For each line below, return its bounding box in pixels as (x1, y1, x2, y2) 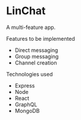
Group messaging (14, 53, 59, 60)
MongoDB (14, 107, 40, 114)
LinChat (6, 4, 46, 18)
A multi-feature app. (6, 24, 56, 31)
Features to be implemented (6, 35, 76, 42)
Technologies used (6, 70, 53, 77)
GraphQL (14, 100, 38, 108)
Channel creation (14, 59, 58, 66)
